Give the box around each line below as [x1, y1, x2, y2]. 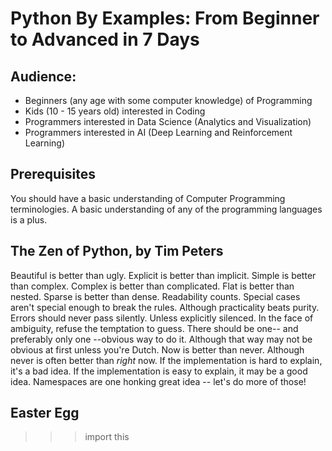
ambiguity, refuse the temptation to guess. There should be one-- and [10, 322, 299, 334]
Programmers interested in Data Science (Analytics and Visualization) [24, 116, 312, 127]
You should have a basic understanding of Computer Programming [10, 192, 286, 204]
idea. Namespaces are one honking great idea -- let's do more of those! [10, 375, 307, 387]
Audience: [10, 68, 77, 85]
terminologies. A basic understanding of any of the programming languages [10, 203, 323, 215]
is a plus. [10, 213, 48, 226]
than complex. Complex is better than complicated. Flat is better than [10, 280, 295, 292]
